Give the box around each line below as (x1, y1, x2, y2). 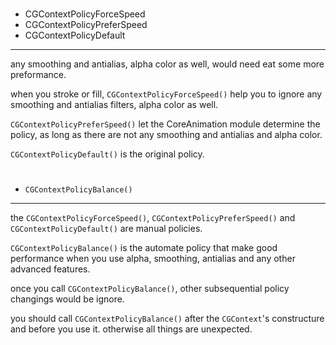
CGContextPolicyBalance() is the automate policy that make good (10, 242, 278, 254)
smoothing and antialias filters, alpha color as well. (10, 99, 219, 111)
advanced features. (10, 263, 91, 275)
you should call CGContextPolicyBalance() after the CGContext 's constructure (10, 313, 325, 325)
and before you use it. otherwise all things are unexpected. (10, 323, 253, 335)
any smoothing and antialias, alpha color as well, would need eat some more (10, 58, 325, 70)
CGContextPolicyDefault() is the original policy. (10, 148, 205, 160)
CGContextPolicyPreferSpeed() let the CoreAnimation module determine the (10, 118, 321, 130)
